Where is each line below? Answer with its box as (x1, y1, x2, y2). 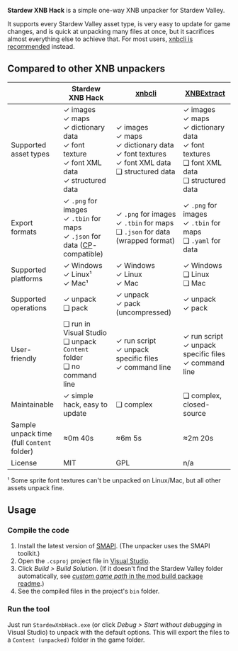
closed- (183, 400, 210, 409)
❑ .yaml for (183, 235, 221, 245)
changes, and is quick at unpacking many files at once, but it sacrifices (7, 28, 215, 35)
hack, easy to (63, 400, 108, 409)
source (183, 408, 207, 418)
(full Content (11, 437, 52, 447)
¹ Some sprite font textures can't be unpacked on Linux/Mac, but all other (7, 476, 221, 485)
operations (11, 302, 47, 312)
